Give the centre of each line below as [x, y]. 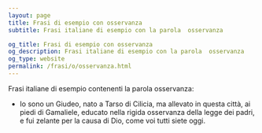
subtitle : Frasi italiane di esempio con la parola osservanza [116, 30]
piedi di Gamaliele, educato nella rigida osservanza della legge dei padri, [137, 112]
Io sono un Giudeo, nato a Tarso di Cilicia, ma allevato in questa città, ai [135, 104]
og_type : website [37, 59]
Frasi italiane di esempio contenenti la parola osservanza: [101, 88]
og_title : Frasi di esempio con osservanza [81, 44]
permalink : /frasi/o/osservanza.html [70, 66]
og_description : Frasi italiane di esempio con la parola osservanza [126, 52]
